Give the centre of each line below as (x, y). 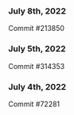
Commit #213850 (37, 29)
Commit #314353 (37, 66)
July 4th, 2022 (37, 86)
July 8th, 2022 (37, 11)
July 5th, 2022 (37, 49)
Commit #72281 (34, 104)
